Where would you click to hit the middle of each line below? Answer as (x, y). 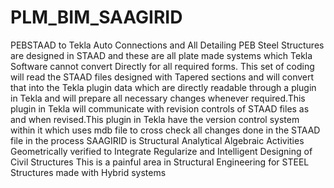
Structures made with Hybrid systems (88, 172)
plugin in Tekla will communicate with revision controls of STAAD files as (160, 108)
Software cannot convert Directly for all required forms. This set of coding (162, 66)
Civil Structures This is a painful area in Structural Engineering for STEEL (160, 162)
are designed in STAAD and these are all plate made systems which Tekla (161, 55)
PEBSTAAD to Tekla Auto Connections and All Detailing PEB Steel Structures (167, 45)
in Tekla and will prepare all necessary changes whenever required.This (158, 98)
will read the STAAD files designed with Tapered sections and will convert (162, 77)
